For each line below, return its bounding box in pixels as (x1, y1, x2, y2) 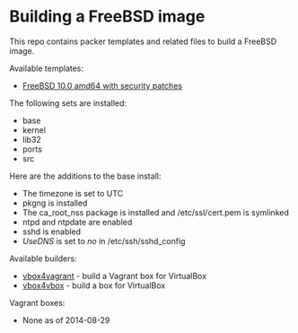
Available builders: (9, 253, 78, 264)
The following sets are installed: (9, 97, 127, 109)
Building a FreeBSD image (9, 6, 206, 27)
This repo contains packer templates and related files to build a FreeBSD (9, 36, 277, 47)
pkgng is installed (22, 197, 88, 208)
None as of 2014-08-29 (22, 314, 110, 325)
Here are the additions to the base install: (9, 171, 162, 181)
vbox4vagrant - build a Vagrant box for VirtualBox (22, 270, 207, 281)
